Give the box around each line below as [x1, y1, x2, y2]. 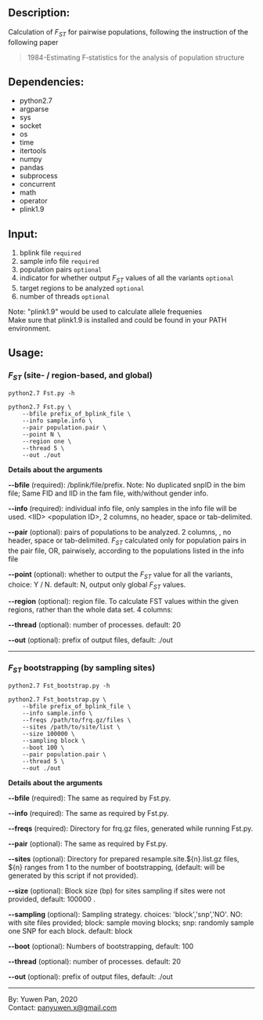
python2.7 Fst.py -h [8, 389, 76, 397]
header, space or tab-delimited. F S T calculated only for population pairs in [8, 536, 247, 547]
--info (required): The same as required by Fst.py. [8, 808, 170, 817]
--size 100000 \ [22, 729, 76, 737]
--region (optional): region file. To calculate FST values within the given [8, 597, 239, 606]
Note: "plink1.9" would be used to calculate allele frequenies [8, 307, 203, 316]
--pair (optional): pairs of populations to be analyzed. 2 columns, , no [8, 527, 232, 536]
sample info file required [19, 257, 99, 266]
